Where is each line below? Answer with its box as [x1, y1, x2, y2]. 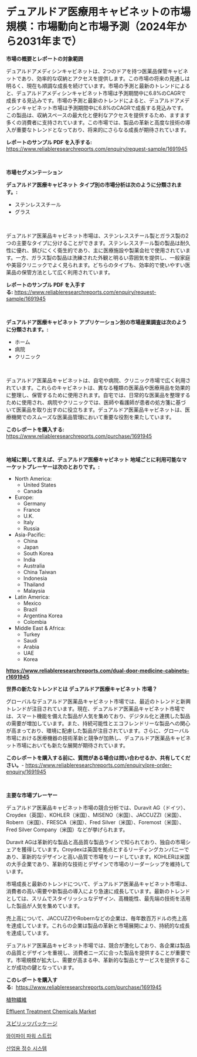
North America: [14, 475, 52, 482]
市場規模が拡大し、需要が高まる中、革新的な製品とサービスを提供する [15, 956, 186, 963]
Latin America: [14, 593, 50, 600]
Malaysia [23, 587, 45, 594]
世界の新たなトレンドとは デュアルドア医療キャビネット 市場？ [6, 685, 158, 692]
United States [23, 481, 57, 488]
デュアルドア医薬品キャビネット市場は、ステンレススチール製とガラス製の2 [6, 232, 189, 239]
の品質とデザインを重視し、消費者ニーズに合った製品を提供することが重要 [6, 949, 186, 956]
